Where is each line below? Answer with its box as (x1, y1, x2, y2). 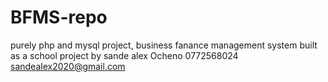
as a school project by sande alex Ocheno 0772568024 (10, 49, 239, 61)
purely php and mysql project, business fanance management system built (10, 39, 318, 51)
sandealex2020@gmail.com (10, 60, 126, 72)
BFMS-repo (10, 6, 108, 29)
